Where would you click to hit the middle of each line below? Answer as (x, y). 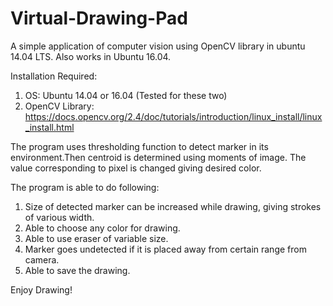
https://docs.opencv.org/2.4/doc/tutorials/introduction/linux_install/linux (173, 116)
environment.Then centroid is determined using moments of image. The (158, 157)
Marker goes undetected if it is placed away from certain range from (165, 249)
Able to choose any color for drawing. (102, 228)
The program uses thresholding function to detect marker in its (139, 146)
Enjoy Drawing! (41, 289)
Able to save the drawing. (77, 270)
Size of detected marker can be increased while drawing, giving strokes (173, 206)
